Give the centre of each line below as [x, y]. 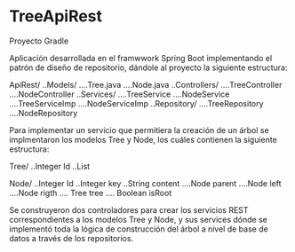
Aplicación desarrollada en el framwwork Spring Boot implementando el [141, 58]
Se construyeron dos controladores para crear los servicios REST [129, 209]
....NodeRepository [44, 113]
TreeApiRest [56, 16]
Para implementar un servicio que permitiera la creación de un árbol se [139, 130]
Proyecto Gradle [39, 41]
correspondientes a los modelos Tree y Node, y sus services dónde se [139, 219]
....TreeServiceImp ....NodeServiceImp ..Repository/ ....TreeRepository [136, 103]
